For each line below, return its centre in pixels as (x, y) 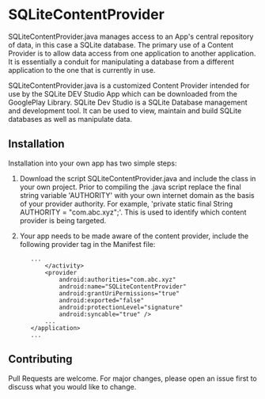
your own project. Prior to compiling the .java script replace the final (130, 187)
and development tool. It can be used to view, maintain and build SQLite (125, 110)
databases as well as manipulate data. (70, 119)
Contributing (40, 359)
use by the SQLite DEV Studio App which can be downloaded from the (123, 93)
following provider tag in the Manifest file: (87, 244)
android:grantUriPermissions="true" (119, 293)
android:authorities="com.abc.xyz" (117, 279)
